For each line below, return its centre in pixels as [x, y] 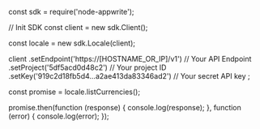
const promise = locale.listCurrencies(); [74, 92]
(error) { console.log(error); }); [59, 116]
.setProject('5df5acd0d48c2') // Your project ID [87, 67]
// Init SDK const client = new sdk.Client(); [78, 27]
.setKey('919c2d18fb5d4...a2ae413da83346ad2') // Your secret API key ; [129, 76]
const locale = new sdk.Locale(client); [72, 43]
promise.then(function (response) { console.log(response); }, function [125, 107]
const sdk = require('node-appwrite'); [72, 12]
